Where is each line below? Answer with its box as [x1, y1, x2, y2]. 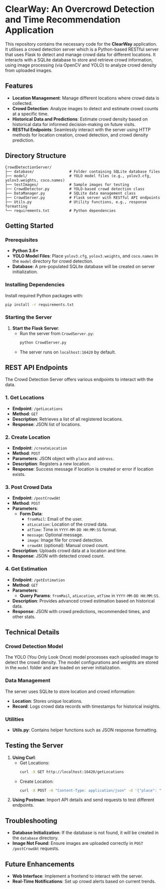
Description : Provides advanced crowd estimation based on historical [12, 598, 155, 604]
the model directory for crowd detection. [12, 258, 94, 264]
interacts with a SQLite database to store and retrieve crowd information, [5, 57, 153, 63]
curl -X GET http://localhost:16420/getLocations [19, 769, 124, 774]
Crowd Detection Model [5, 643, 63, 650]
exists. [12, 472, 26, 477]
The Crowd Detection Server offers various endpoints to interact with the [5, 376, 154, 383]
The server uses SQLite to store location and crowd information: [5, 688, 136, 694]
